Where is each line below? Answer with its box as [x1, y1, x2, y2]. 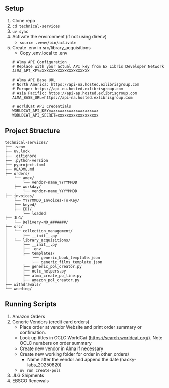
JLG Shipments [12, 372, 44, 379]
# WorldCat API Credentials [12, 104, 71, 109]
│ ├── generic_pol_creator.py [5, 264, 82, 269]
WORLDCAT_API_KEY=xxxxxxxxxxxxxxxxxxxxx [12, 108, 99, 113]
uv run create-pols [19, 368, 61, 373]
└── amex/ [14, 175, 35, 180]
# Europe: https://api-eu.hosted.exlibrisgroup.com [12, 86, 123, 91]
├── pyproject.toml [5, 162, 46, 167]
